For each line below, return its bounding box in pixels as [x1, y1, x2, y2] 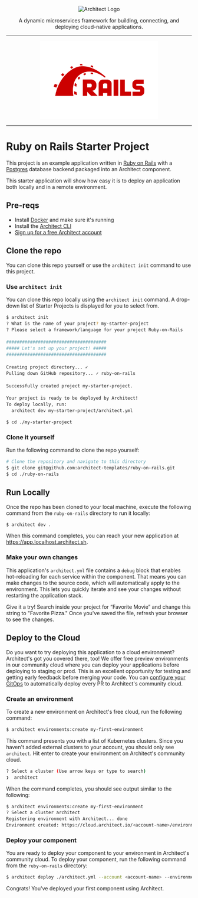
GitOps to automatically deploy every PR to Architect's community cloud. [6, 680, 183, 687]
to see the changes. [6, 616, 54, 623]
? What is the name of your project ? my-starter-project [6, 321, 149, 326]
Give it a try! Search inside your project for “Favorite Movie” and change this [6, 603, 191, 610]
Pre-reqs [6, 201, 39, 211]
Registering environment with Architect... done [6, 816, 128, 822]
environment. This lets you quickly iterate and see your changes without [6, 585, 181, 593]
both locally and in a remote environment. [6, 184, 107, 191]
